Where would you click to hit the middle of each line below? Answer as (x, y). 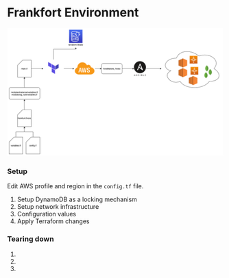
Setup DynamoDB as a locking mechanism (77, 199)
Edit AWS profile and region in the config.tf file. (75, 186)
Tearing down (31, 239)
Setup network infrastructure (58, 207)
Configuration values (47, 214)
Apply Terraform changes (53, 221)
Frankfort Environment (73, 13)
